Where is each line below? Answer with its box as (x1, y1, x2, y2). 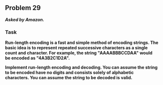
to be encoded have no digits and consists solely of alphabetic (5, 70, 134, 75)
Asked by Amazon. (5, 16, 45, 22)
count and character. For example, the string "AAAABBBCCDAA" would (5, 50, 153, 56)
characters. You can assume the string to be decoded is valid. (5, 75, 133, 81)
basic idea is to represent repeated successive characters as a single (5, 45, 148, 51)
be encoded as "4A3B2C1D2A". (5, 55, 70, 61)
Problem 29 (5, 4, 41, 12)
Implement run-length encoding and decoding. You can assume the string (5, 65, 158, 71)
